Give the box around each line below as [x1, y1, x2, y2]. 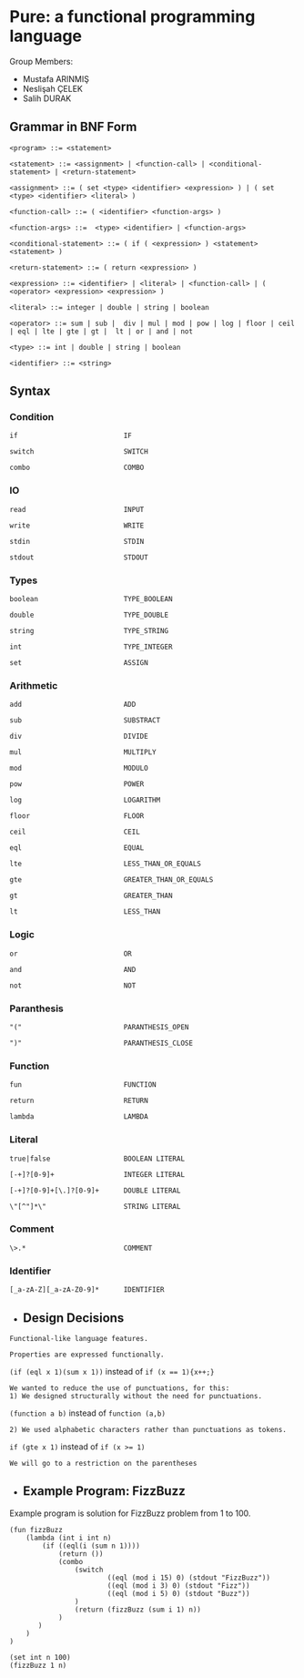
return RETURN [9, 1096, 148, 1106]
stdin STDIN [9, 537, 145, 546]
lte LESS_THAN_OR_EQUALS [9, 859, 202, 869]
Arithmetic [9, 679, 58, 691]
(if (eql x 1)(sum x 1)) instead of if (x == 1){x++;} [9, 1366, 215, 1376]
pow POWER [9, 780, 145, 789]
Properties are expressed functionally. [9, 1350, 166, 1359]
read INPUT [9, 505, 145, 514]
